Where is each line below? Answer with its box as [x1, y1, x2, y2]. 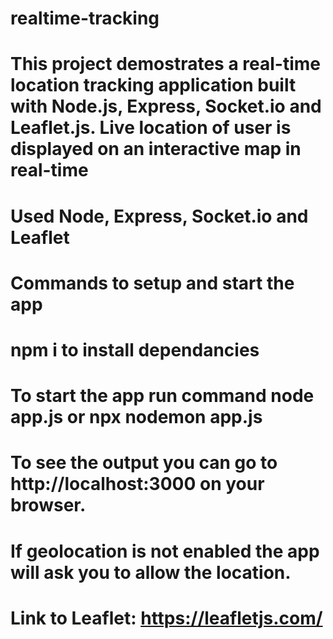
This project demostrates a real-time [10, 53, 322, 76]
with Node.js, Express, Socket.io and [10, 95, 322, 118]
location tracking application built [10, 74, 297, 97]
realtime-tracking [10, 7, 160, 30]
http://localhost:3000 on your [10, 473, 265, 496]
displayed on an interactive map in [10, 138, 302, 161]
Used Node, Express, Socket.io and [10, 205, 309, 227]
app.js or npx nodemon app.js [10, 406, 263, 429]
